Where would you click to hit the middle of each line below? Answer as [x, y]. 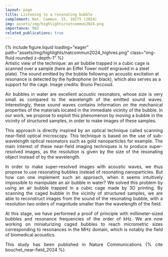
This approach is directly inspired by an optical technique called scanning [84, 130]
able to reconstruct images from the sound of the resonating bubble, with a [84, 198]
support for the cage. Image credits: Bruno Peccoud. [59, 84]
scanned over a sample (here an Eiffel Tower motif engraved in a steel [77, 68]
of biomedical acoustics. [30, 235]
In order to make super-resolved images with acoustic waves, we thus [84, 166]
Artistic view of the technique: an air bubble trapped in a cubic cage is [77, 63]
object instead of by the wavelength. [43, 157]
